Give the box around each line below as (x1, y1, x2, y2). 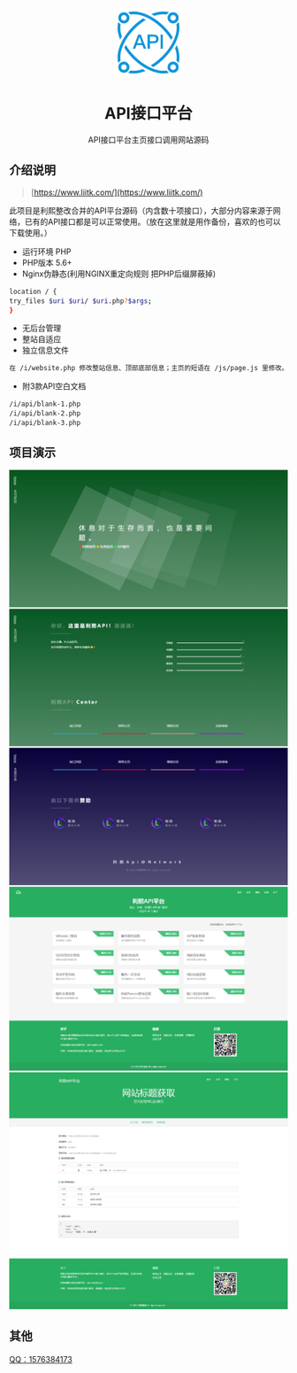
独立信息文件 (21, 345, 69, 356)
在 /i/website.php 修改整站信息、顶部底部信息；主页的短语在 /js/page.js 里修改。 (9, 364, 289, 373)
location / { (9, 287, 57, 296)
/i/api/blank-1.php (9, 399, 81, 409)
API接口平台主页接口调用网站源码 (88, 134, 209, 144)
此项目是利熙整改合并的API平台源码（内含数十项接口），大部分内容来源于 (9, 205, 274, 215)
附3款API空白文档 (21, 381, 87, 392)
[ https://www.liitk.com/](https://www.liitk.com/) (30, 187, 203, 198)
